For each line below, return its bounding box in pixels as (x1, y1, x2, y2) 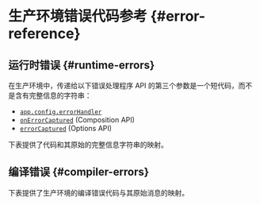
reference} (8, 25, 81, 43)
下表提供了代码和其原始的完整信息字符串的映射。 (8, 140, 168, 149)
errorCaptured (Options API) (19, 124, 113, 133)
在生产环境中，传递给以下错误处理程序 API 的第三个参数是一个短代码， (8, 81, 239, 90)
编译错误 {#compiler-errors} (8, 165, 149, 179)
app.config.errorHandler (19, 108, 102, 116)
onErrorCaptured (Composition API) (19, 115, 135, 124)
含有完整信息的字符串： (14, 91, 92, 100)
